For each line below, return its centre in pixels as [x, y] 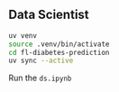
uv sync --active [41, 61]
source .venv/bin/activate [59, 44]
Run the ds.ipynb [40, 78]
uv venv [23, 35]
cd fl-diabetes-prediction [59, 52]
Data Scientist [49, 15]
